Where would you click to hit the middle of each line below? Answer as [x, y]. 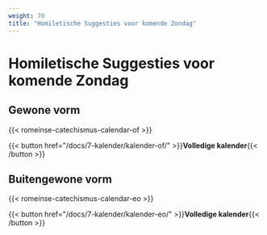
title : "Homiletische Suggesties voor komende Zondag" [102, 23]
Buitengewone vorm [60, 179]
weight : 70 [27, 16]
